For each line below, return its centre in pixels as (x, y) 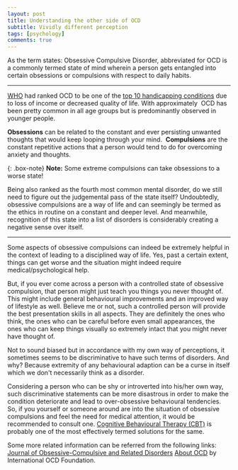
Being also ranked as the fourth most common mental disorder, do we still (115, 190)
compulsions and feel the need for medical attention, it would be (101, 417)
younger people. (31, 118)
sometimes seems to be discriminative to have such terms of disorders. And (118, 357)
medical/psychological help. (49, 270)
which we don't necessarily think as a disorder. (76, 373)
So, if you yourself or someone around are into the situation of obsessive (114, 409)
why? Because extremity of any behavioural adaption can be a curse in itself (119, 365)
